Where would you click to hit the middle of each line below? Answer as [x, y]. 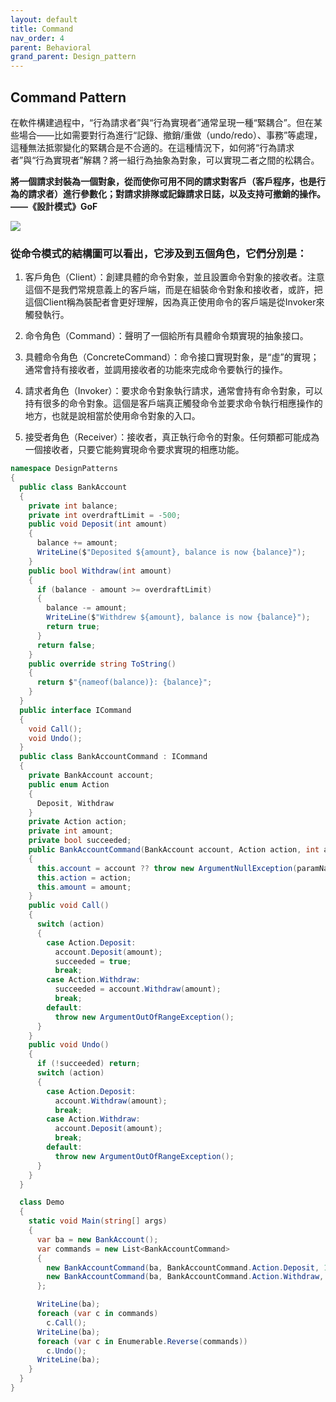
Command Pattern [68, 97]
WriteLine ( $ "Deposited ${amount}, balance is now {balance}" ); [171, 552]
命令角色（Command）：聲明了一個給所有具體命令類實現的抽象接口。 [166, 336]
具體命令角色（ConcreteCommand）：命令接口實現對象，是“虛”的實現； [172, 357]
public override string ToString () [102, 664]
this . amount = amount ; [84, 887]
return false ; [66, 645]
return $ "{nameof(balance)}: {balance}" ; [124, 682]
